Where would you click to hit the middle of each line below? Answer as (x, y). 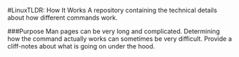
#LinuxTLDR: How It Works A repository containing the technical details (112, 10)
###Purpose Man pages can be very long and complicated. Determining (113, 31)
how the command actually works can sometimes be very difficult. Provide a (120, 39)
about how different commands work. (62, 18)
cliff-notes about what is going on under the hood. (81, 46)
